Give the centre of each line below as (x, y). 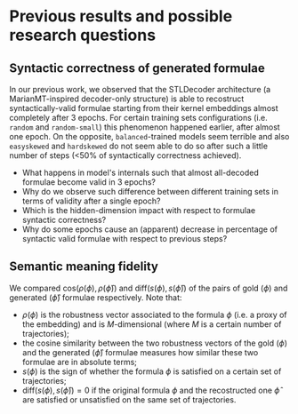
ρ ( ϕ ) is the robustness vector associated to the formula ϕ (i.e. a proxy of (154, 314)
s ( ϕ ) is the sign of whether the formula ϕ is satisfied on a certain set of (152, 371)
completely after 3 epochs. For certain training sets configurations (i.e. (139, 118)
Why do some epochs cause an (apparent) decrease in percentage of (150, 229)
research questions (83, 35)
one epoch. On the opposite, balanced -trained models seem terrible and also (149, 136)
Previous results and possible (121, 16)
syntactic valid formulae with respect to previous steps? (125, 239)
